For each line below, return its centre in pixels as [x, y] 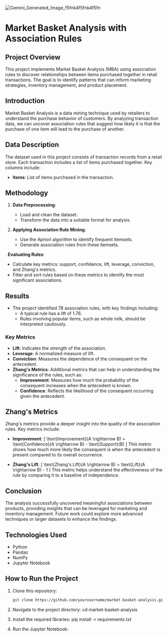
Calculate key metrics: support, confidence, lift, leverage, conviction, [83, 264]
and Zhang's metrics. [34, 270]
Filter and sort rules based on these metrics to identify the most [78, 275]
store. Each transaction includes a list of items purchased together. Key [79, 162]
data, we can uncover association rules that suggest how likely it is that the [83, 123]
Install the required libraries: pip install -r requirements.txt [72, 619]
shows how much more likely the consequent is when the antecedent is [86, 449]
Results [17, 296]
